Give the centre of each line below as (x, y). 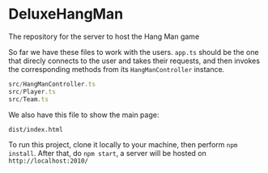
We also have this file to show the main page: (84, 115)
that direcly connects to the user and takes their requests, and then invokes (134, 61)
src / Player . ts (32, 91)
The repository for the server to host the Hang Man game (104, 36)
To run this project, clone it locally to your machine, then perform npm (123, 144)
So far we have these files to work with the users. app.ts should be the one (134, 52)
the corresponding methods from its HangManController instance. (117, 69)
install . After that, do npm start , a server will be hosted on (107, 153)
